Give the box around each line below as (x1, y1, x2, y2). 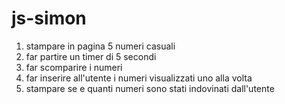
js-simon (11, 7, 87, 30)
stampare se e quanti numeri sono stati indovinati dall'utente (25, 82, 275, 94)
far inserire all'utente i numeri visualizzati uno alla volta (25, 72, 253, 84)
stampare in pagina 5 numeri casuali (25, 40, 176, 52)
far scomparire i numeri (25, 61, 123, 73)
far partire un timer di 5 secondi (25, 50, 157, 62)
